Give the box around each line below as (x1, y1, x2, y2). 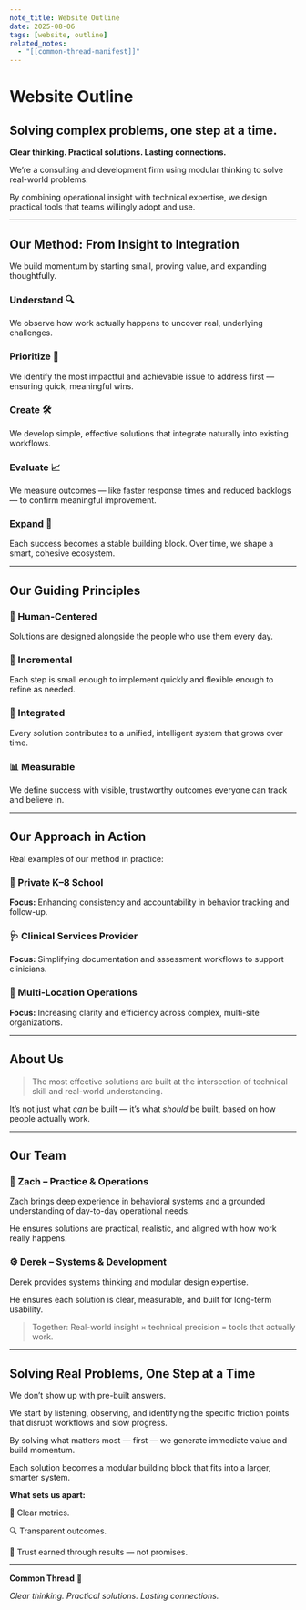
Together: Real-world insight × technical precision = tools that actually (31, 1321, 296, 1332)
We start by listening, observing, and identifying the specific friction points (9, 1408, 290, 1419)
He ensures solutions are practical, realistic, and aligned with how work (9, 1223, 277, 1235)
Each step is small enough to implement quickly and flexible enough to (9, 674, 274, 685)
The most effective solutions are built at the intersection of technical (31, 1076, 289, 1087)
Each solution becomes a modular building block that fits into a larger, (9, 1462, 271, 1473)
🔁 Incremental (9, 653, 73, 666)
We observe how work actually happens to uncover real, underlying (9, 318, 264, 329)
